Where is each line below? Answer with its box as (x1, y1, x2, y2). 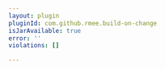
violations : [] (8, 42, 60, 50)
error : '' (8, 34, 42, 43)
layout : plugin (8, 11, 60, 20)
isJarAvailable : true (8, 26, 82, 34)
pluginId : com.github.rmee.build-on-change (8, 19, 158, 27)
